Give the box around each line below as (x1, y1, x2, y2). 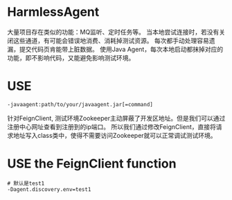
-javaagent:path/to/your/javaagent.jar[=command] (7, 101, 154, 108)
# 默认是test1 (7, 180, 45, 187)
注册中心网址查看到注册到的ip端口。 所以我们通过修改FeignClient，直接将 (7, 122, 217, 131)
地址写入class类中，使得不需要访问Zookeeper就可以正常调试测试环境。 (12, 131, 217, 139)
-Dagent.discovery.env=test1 (7, 186, 91, 193)
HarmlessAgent (7, 4, 100, 20)
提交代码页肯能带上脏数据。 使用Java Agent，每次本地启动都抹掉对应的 (19, 45, 224, 53)
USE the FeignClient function (7, 156, 177, 172)
